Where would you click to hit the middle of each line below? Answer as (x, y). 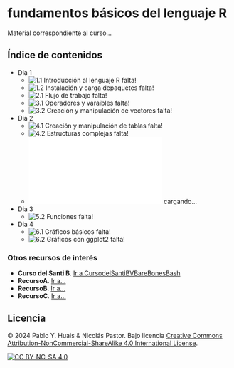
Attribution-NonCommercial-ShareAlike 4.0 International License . (103, 343)
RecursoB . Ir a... (42, 288)
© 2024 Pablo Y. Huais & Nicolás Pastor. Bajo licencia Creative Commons (115, 335)
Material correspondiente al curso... (60, 33)
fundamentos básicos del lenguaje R (117, 13)
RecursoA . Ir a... (42, 281)
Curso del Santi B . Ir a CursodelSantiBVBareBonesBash (99, 273)
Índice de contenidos (55, 55)
